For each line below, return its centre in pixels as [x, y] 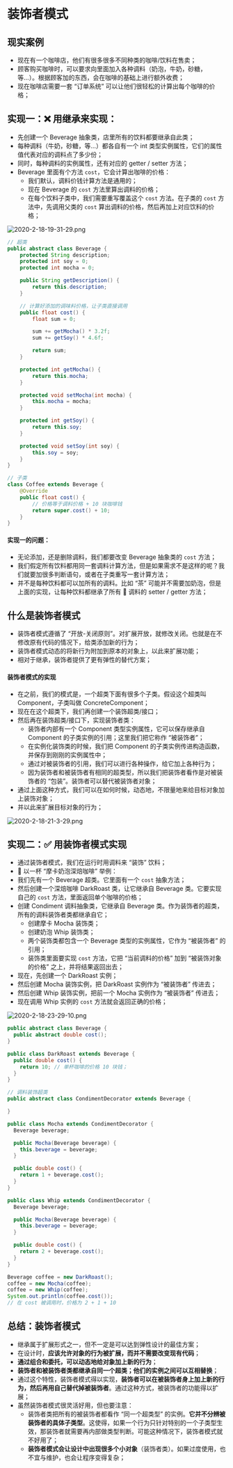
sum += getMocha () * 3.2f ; [71, 331]
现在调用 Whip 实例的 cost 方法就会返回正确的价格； [93, 1002]
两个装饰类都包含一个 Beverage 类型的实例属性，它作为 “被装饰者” [123, 941]
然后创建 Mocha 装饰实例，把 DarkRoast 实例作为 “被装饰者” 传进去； [117, 984]
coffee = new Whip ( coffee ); [48, 1290]
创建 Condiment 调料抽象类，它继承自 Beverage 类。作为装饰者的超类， [120, 906]
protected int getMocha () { [60, 370]
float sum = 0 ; [54, 319]
